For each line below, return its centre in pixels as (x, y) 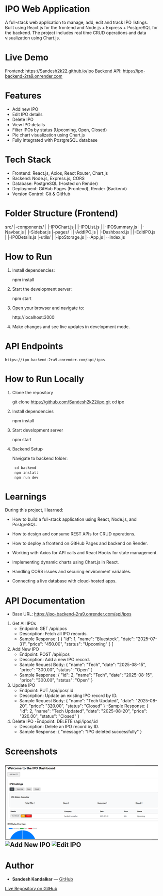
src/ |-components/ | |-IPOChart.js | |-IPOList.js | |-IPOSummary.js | (72, 227)
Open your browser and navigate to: (48, 308)
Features (23, 96)
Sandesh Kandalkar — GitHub (43, 879)
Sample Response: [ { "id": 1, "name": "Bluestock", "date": (77, 639)
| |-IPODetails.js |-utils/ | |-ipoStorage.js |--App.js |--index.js (65, 237)
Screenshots (31, 751)
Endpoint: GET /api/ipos (43, 629)
